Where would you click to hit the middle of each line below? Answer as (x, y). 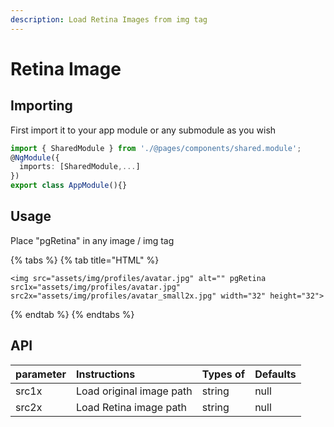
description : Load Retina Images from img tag (109, 19)
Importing (41, 106)
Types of (223, 374)
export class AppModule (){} (69, 186)
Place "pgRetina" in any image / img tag (92, 240)
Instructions (106, 374)
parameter (41, 374)
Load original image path (134, 391)
